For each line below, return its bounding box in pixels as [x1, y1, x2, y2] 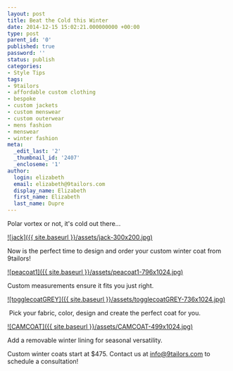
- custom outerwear [7, 115, 65, 122]
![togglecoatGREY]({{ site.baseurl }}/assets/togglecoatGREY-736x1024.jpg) [7, 295, 226, 303]
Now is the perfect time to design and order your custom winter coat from [7, 247, 222, 255]
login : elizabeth [13, 174, 65, 181]
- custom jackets [7, 102, 58, 109]
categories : [7, 63, 42, 70]
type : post [7, 30, 39, 37]
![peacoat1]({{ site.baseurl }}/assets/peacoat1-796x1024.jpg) [7, 268, 184, 276]
